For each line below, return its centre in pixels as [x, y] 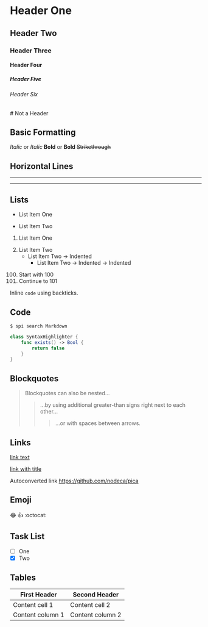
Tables [23, 578]
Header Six [24, 95]
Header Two [33, 33]
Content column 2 [96, 615]
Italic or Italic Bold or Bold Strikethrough [61, 147]
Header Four [26, 65]
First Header [38, 595]
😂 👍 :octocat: [29, 515]
